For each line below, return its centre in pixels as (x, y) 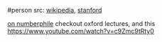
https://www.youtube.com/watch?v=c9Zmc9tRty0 (81, 31)
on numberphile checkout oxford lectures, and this (81, 23)
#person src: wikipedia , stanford (55, 10)
